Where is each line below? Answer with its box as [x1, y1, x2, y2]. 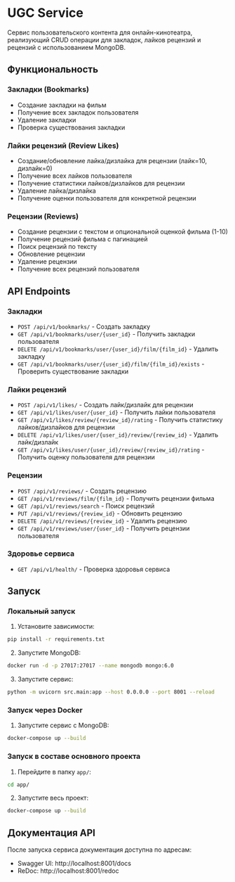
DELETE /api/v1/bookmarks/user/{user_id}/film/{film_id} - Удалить [17, 345, 219, 353]
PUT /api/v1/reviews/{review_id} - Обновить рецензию [17, 509, 182, 518]
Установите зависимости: [17, 622, 95, 631]
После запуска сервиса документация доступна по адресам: [7, 845, 192, 854]
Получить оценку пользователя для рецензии [17, 453, 156, 461]
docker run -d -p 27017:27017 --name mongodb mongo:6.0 [7, 663, 174, 670]
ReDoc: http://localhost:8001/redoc [17, 867, 119, 875]
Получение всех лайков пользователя [17, 171, 133, 180]
